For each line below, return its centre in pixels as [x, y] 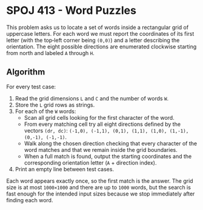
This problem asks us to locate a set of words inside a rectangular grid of [98, 27]
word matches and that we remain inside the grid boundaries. [101, 149]
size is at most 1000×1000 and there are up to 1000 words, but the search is [98, 187]
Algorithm [26, 72]
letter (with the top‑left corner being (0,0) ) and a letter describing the [93, 40]
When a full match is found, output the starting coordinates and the [108, 156]
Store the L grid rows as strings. [55, 105]
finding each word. [30, 200]
